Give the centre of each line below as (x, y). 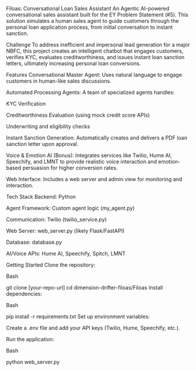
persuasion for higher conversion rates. (70, 168)
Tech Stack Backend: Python (41, 197)
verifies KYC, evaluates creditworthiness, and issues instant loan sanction (95, 57)
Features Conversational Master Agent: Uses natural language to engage (94, 75)
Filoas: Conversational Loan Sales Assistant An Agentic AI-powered (88, 8)
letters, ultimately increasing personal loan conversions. (74, 63)
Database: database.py (34, 242)
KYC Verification (26, 104)
